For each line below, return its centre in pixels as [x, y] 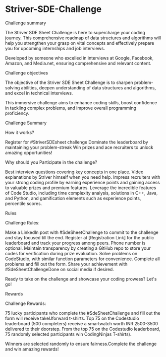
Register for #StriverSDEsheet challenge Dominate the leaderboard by [77, 142]
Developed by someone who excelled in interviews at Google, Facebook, [79, 58]
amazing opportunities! [29, 152]
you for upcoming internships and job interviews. [55, 48]
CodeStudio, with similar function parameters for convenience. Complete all [83, 259]
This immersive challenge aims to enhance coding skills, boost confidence [81, 102]
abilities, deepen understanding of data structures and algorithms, [88, 87]
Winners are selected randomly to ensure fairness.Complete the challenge [81, 344]
